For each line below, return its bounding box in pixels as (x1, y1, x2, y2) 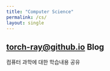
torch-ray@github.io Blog (6, 42, 105, 52)
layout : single (6, 20, 44, 26)
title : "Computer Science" (6, 8, 74, 15)
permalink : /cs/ (6, 14, 47, 20)
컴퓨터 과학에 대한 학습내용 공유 (6, 58, 81, 66)
